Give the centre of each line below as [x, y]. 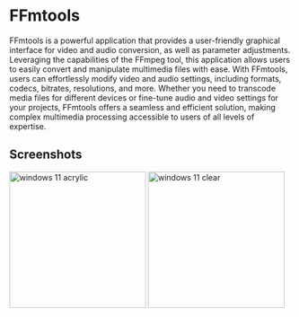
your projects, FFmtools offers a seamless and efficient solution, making [143, 107]
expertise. [28, 126]
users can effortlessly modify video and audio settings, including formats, [145, 78]
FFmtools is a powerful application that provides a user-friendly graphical [145, 40]
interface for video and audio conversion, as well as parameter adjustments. [150, 49]
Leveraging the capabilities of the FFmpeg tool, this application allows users [149, 59]
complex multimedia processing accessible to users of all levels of [132, 117]
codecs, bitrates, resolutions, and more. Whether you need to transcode [143, 88]
